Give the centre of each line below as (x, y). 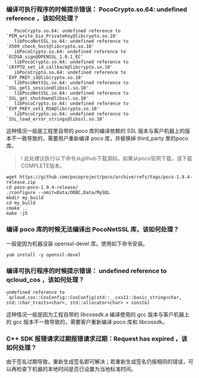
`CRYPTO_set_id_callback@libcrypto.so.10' (59, 67)
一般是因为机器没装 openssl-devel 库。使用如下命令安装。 (77, 243)
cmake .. (17, 208)
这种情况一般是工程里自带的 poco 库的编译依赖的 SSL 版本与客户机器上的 (96, 131)
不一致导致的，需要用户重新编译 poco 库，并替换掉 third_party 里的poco (99, 138)
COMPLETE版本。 (43, 166)
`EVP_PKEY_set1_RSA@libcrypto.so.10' (53, 109)
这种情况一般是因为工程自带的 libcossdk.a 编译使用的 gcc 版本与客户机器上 (98, 314)
